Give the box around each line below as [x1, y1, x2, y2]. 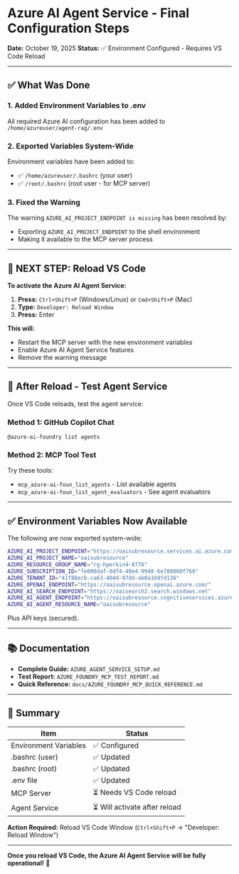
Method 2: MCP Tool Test [7, 450, 97, 460]
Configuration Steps [7, 20, 130, 36]
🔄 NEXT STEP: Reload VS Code [7, 262, 146, 274]
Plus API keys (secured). [7, 614, 80, 623]
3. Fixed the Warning [7, 197, 80, 207]
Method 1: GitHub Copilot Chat [7, 417, 115, 427]
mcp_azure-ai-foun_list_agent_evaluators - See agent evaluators [17, 488, 211, 496]
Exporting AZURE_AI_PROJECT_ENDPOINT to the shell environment [17, 227, 201, 236]
